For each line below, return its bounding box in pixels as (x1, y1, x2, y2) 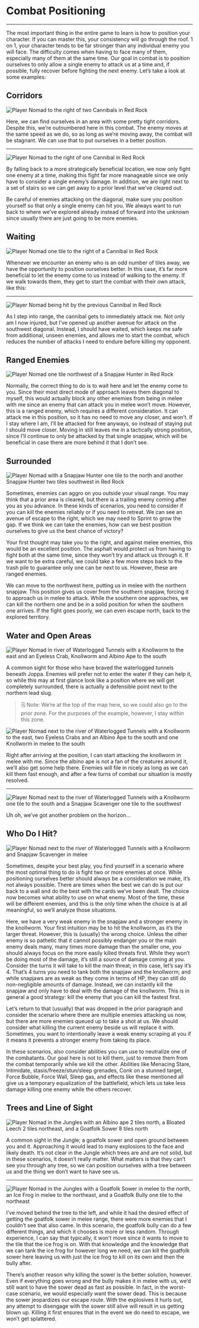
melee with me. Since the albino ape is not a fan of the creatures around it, (6, 758, 188, 765)
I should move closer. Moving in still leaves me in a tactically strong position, (6, 426, 192, 433)
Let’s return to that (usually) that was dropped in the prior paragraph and (6, 1005, 184, 1012)
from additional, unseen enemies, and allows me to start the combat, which (6, 331, 190, 339)
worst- (169, 1284, 186, 1291)
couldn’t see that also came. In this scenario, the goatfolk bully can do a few (6, 1221, 192, 1228)
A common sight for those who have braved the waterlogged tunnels (6, 664, 174, 671)
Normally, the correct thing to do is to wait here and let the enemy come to (6, 382, 188, 390)
